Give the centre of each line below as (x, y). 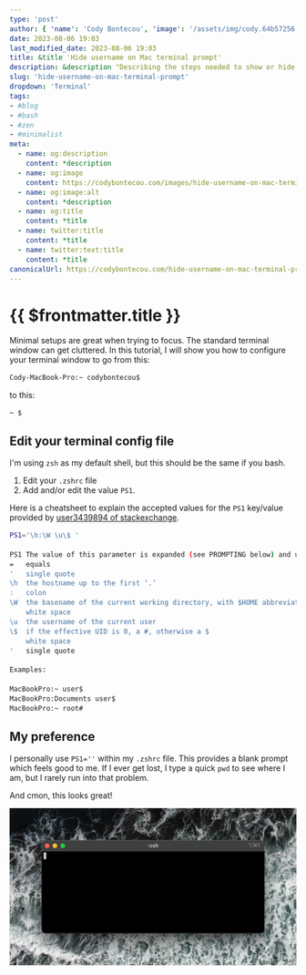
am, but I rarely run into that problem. (79, 778)
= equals (30, 564)
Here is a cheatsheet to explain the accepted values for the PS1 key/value (147, 508)
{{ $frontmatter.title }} (95, 315)
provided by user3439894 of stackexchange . (94, 518)
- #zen (22, 125)
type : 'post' (34, 19)
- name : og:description (62, 154)
